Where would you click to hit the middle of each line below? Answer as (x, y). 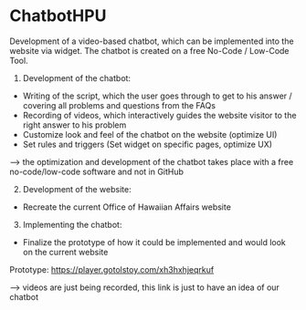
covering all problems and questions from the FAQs (119, 105)
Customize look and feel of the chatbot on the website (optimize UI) (150, 134)
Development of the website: (77, 189)
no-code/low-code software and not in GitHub (97, 171)
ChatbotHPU (58, 16)
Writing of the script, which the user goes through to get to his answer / (157, 96)
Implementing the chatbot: (72, 224)
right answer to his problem (74, 125)
